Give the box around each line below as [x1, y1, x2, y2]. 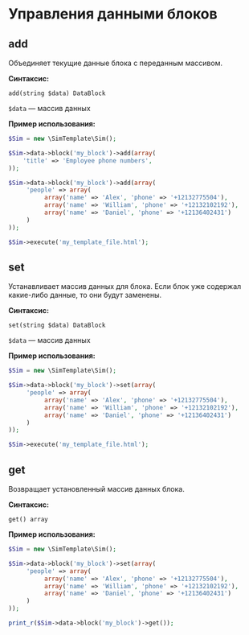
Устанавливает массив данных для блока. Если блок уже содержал [8, 282, 242, 291]
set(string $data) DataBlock [8, 321, 106, 330]
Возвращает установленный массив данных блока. [8, 484, 185, 493]
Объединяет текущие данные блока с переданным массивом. [8, 58, 223, 68]
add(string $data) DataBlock [8, 89, 106, 97]
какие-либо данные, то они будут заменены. [8, 291, 162, 300]
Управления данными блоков [8, 5, 218, 23]
